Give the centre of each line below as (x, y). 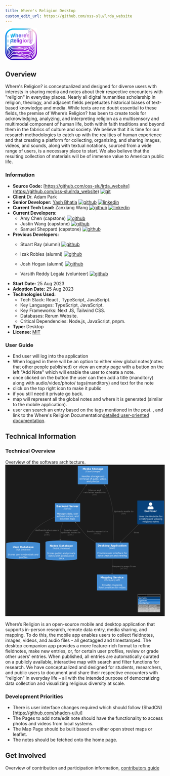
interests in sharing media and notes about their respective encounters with (84, 92)
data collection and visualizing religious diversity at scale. (65, 683)
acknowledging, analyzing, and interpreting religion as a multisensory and (82, 119)
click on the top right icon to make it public (57, 388)
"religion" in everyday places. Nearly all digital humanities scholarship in (80, 97)
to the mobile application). (40, 404)
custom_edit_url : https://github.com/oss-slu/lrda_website (69, 16)
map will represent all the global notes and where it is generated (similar (88, 399)
